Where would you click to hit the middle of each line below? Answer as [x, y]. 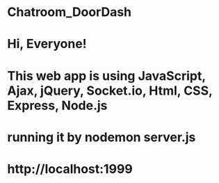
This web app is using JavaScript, [107, 75]
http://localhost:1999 [70, 169]
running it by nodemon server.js [102, 137]
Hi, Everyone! [47, 44]
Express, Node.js [57, 105]
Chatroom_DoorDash [70, 12]
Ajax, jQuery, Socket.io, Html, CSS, [110, 90]
